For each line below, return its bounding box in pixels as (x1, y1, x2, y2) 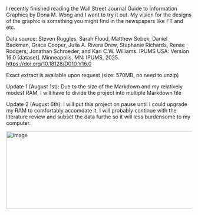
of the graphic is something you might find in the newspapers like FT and (6, 18, 184, 24)
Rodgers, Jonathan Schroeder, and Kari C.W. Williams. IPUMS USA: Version (6, 48, 190, 55)
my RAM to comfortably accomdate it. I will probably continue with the (6, 107, 177, 114)
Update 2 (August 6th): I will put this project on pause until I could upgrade (6, 101, 187, 108)
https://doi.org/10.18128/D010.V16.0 (6, 60, 92, 67)
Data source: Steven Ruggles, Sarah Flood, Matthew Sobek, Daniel (6, 35, 168, 42)
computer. (6, 120, 31, 126)
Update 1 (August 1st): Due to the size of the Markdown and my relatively (6, 83, 183, 90)
